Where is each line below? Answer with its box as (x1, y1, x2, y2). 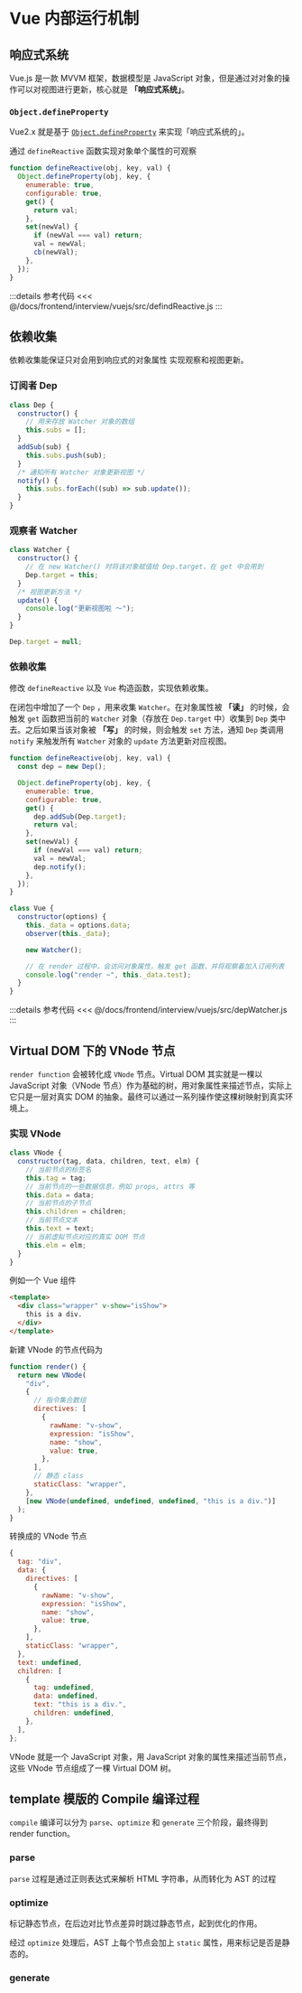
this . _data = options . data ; (25, 921, 131, 930)
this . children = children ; (25, 1207, 127, 1216)
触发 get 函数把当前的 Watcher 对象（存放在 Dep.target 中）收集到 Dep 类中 (9, 713, 287, 724)
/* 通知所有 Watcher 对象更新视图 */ (17, 467, 146, 477)
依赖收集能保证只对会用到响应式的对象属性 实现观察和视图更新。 (9, 354, 249, 366)
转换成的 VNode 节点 (9, 1530, 87, 1541)
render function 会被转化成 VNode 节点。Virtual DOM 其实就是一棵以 (9, 1068, 263, 1080)
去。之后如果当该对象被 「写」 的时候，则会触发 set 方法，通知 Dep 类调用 (9, 725, 284, 735)
